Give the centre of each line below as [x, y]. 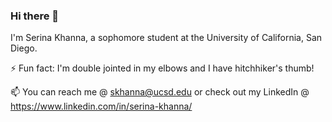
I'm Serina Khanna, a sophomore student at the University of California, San [166, 38]
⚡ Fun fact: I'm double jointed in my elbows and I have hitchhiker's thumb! [162, 68]
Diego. [24, 48]
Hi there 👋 [35, 16]
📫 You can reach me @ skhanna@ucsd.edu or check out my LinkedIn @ [160, 92]
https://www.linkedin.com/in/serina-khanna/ [101, 106]
